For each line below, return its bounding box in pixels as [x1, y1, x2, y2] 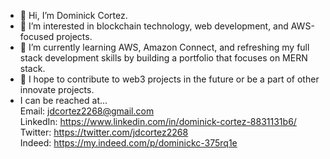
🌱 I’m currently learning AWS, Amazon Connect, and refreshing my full [19, 41, 310, 53]
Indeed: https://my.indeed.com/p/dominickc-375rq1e [19, 137, 238, 149]
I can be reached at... [19, 95, 108, 106]
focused [19, 31, 55, 42]
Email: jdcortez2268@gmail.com [19, 105, 155, 117]
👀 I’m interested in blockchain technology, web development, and [19, 20, 289, 32]
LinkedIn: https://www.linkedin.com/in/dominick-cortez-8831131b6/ [19, 116, 297, 127]
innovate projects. [19, 84, 95, 95]
